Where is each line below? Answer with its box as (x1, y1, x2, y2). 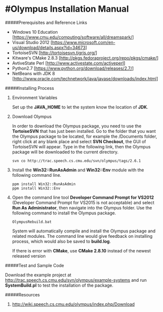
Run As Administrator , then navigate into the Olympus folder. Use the (12, 205, 152, 210)
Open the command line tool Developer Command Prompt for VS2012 (12, 194, 154, 200)
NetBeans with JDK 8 (12, 70, 55, 76)
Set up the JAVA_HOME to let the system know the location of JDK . (12, 104, 148, 110)
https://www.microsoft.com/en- (52, 39, 116, 45)
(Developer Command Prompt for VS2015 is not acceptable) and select (12, 199, 155, 206)
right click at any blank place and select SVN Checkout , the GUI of (12, 138, 146, 145)
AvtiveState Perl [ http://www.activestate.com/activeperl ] (12, 60, 126, 66)
